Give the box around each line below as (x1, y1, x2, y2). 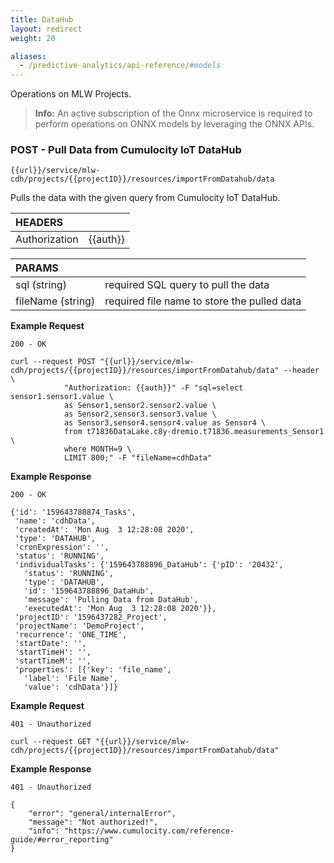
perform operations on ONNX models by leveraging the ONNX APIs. (34, 118, 315, 130)
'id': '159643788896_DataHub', (23, 586, 155, 596)
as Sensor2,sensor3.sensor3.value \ (63, 409, 217, 420)
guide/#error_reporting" (10, 835, 114, 845)
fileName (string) (15, 294, 96, 308)
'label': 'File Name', (23, 674, 118, 684)
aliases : (10, 51, 47, 61)
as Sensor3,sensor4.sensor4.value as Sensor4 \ (63, 418, 267, 428)
